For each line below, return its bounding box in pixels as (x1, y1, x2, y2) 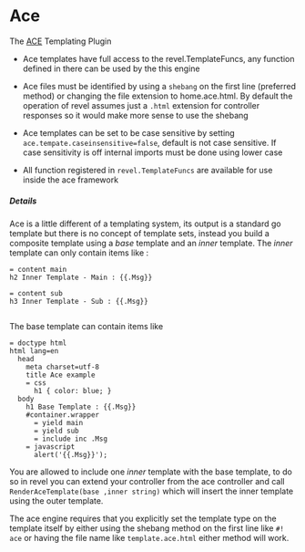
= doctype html (9, 338, 67, 348)
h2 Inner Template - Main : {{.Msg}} (9, 273, 153, 282)
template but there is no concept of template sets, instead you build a (9, 227, 270, 238)
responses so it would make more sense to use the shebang (22, 109, 249, 120)
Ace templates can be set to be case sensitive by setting (22, 127, 235, 138)
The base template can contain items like (9, 320, 164, 331)
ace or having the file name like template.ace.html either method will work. (9, 532, 290, 543)
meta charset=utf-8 (25, 362, 100, 371)
